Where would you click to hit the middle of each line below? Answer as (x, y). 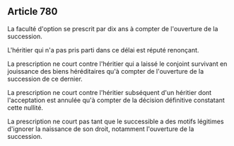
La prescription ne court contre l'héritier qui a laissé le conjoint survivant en (117, 64)
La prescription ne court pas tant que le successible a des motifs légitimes (116, 121)
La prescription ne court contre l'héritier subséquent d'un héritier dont (110, 92)
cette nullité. (25, 107)
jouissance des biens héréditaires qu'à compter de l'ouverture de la (106, 71)
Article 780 (33, 12)
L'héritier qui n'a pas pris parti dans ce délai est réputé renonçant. (103, 50)
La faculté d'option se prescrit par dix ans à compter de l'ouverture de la (113, 28)
